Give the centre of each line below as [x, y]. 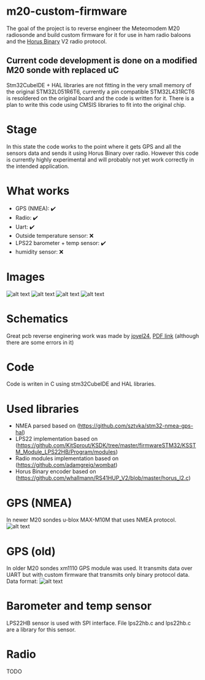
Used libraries [43, 409]
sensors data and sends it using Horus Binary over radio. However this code [102, 153]
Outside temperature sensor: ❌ [54, 235]
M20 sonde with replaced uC [63, 70]
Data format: [22, 581]
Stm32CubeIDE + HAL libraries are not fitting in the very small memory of [99, 85]
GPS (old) [31, 551]
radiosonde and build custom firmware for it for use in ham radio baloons [99, 34]
